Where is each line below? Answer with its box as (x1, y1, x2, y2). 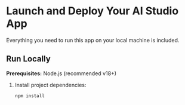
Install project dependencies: (14, 81, 87, 88)
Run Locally (6, 54, 51, 64)
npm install (14, 92, 45, 99)
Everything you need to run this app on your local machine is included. (6, 36, 180, 44)
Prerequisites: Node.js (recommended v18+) (6, 70, 117, 77)
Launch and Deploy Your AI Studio (6, 4, 179, 18)
